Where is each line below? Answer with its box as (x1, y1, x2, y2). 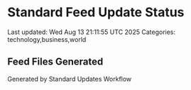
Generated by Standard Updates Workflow (7, 74, 132, 83)
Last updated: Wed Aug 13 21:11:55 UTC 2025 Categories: (7, 28, 176, 36)
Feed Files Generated (7, 56, 104, 68)
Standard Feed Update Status (7, 4, 185, 21)
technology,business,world (7, 35, 87, 43)
